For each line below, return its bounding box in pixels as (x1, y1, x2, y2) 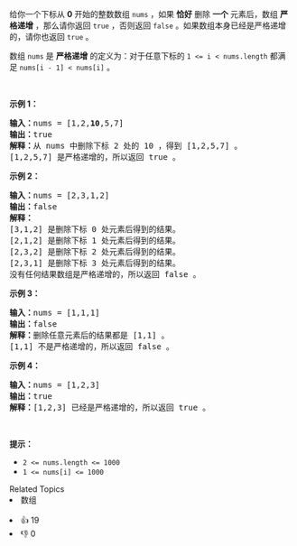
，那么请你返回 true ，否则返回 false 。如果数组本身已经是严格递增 (34, 20, 287, 31)
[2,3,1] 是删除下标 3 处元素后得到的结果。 (9, 258, 181, 268)
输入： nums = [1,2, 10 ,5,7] (9, 118, 125, 128)
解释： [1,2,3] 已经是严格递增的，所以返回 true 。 (9, 403, 211, 412)
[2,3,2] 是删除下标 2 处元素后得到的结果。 (9, 247, 181, 256)
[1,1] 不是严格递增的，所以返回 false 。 (9, 342, 174, 351)
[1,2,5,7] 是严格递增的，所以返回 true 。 (9, 153, 181, 162)
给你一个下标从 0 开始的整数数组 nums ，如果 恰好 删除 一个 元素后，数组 (9, 9, 278, 19)
